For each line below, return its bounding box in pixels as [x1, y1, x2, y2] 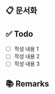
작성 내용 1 [14, 45, 39, 52]
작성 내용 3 [14, 60, 40, 67]
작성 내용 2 [14, 53, 40, 60]
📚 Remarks [5, 79, 50, 89]
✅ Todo [5, 29, 34, 39]
